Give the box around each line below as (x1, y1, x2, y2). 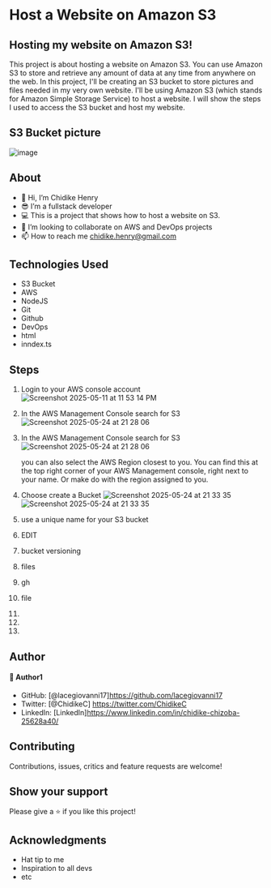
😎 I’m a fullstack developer (20, 201, 112, 211)
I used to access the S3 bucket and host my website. (9, 103, 185, 112)
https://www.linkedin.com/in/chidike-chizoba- (87, 707, 240, 717)
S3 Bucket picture (9, 126, 102, 139)
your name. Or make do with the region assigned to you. (20, 474, 209, 484)
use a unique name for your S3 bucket (20, 515, 149, 525)
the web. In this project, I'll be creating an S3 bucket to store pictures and (9, 77, 254, 86)
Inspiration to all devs (20, 864, 92, 873)
